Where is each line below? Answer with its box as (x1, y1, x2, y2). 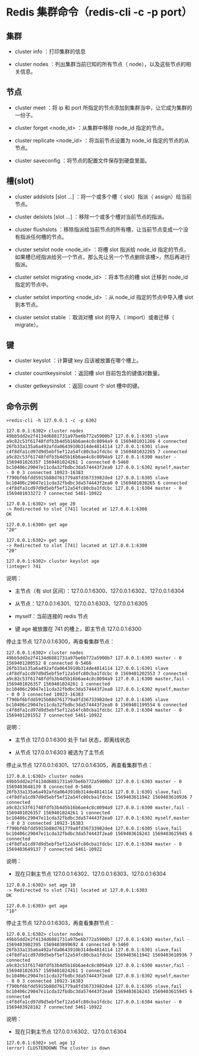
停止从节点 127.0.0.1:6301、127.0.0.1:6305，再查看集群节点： (6, 762, 153, 769)
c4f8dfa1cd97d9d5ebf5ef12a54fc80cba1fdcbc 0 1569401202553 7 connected (6, 671, 187, 677)
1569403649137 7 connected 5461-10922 (6, 846, 102, 852)
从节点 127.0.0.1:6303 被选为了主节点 (14, 749, 105, 756)
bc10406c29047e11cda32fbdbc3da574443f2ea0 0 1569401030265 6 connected (6, 480, 187, 486)
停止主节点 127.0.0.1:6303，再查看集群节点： (6, 920, 115, 927)
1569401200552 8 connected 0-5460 (6, 661, 92, 666)
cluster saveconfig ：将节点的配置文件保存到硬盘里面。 (14, 157, 150, 164)
